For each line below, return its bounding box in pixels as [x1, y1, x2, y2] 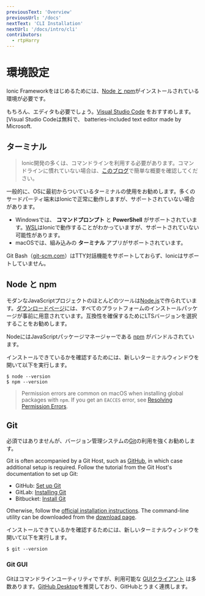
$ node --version [6, 373, 51, 380]
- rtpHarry [12, 37, 40, 44]
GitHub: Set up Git [15, 482, 61, 489]
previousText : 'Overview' [6, 9, 72, 15]
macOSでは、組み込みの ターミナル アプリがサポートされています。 [15, 239, 187, 246]
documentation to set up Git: [6, 470, 78, 478]
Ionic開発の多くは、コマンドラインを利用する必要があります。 [21, 159, 179, 166]
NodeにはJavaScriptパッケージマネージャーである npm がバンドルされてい [6, 332, 195, 340]
